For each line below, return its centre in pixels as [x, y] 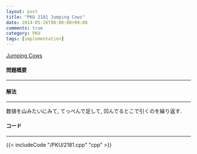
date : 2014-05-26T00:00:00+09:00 [47, 22]
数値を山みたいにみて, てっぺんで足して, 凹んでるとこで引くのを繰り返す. [94, 111]
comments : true [25, 28]
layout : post [22, 11]
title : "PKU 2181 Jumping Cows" [45, 17]
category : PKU [23, 34]
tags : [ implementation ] [35, 39]
